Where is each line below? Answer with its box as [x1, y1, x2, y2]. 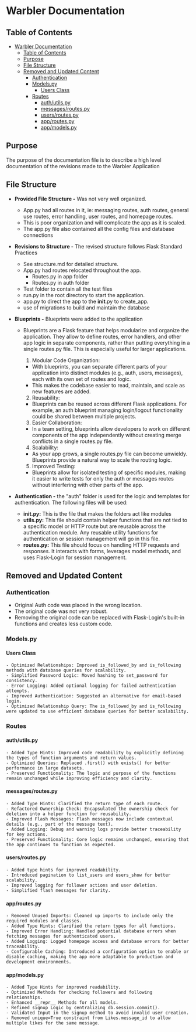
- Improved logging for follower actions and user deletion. [6, 882, 158, 888]
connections [23, 231, 54, 239]
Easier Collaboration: [32, 419, 82, 426]
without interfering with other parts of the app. [32, 481, 144, 488]
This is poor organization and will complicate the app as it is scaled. [23, 219, 186, 226]
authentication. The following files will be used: [14, 499, 128, 506]
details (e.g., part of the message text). [6, 821, 114, 827]
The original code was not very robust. [14, 608, 108, 615]
